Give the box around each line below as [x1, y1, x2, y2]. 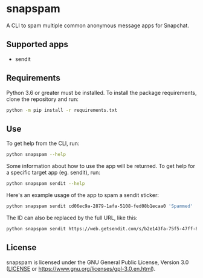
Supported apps [6, 39, 68, 50]
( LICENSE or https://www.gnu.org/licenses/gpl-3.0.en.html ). [6, 265, 156, 272]
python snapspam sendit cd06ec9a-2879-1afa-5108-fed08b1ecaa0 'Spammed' [6, 203, 193, 209]
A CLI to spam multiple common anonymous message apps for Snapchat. [6, 22, 189, 29]
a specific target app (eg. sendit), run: [6, 169, 101, 176]
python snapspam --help [6, 152, 66, 158]
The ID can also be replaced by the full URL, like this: [6, 214, 138, 221]
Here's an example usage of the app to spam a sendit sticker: [6, 192, 159, 198]
